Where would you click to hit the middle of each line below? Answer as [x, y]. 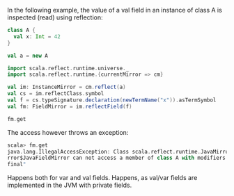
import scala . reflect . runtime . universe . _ [68, 68]
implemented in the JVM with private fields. [70, 185]
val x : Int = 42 [37, 36]
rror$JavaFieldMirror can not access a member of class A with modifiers [117, 158]
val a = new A [28, 56]
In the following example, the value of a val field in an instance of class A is [115, 10]
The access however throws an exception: [68, 132]
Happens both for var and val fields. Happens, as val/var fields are [102, 178]
